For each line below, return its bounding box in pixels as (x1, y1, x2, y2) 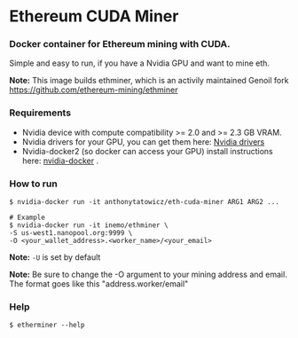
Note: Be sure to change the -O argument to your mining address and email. (9, 269, 288, 280)
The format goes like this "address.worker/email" (9, 279, 189, 289)
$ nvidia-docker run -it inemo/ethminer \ (9, 221, 169, 230)
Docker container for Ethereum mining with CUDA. (9, 38, 231, 51)
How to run (9, 177, 58, 190)
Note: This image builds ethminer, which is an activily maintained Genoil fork (9, 75, 289, 86)
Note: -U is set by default (9, 252, 101, 263)
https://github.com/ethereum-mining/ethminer (9, 84, 178, 95)
